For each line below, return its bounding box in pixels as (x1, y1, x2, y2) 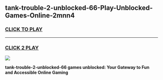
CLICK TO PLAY (5, 26, 43, 33)
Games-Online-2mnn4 (5, 12, 75, 20)
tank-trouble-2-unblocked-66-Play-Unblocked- (5, 4, 153, 12)
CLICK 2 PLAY (5, 44, 39, 51)
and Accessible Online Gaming (5, 69, 68, 75)
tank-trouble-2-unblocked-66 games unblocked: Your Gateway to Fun (5, 64, 149, 70)
